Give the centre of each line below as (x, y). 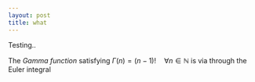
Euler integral (29, 69)
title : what (27, 23)
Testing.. (22, 45)
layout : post (29, 15)
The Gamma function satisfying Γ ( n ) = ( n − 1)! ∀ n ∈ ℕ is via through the (127, 60)
